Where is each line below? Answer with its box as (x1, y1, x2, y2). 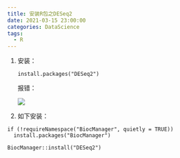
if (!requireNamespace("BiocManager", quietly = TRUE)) (7, 126, 174, 133)
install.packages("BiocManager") (13, 132, 111, 139)
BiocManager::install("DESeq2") (7, 145, 102, 152)
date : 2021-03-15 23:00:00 (7, 17, 86, 24)
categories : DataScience (7, 23, 80, 30)
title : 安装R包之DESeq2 (7, 10, 72, 18)
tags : (7, 29, 23, 37)
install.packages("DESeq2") (17, 71, 99, 78)
